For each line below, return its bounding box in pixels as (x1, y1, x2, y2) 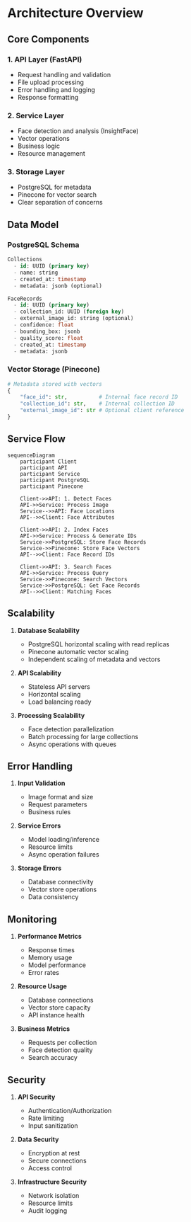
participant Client (20, 458, 78, 465)
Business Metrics (17, 1024, 70, 1033)
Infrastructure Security (17, 1177, 87, 1187)
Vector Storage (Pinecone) (7, 365, 101, 375)
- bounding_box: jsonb (13, 328, 80, 335)
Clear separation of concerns (17, 198, 104, 207)
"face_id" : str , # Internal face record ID (20, 394, 178, 401)
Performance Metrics (17, 932, 82, 941)
